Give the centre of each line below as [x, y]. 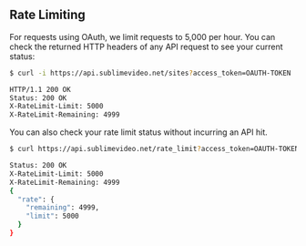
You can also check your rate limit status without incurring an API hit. [139, 132]
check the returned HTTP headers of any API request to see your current [147, 46]
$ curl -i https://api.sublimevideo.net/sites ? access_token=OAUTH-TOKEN [150, 73]
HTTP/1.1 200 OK [40, 89]
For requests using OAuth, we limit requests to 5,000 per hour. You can [143, 36]
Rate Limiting [47, 15]
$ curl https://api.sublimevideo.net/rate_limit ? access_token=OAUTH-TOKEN [154, 149]
